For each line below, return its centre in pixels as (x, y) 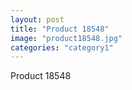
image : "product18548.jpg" (66, 38)
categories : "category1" (62, 47)
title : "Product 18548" (60, 29)
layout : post (37, 19)
